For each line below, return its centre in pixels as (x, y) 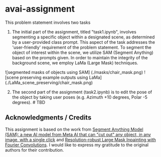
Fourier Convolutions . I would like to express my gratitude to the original (77, 145)
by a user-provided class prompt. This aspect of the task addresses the (83, 42)
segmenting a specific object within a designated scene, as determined (83, 37)
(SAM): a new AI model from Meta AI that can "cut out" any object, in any (78, 134)
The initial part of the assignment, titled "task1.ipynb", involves (74, 32)
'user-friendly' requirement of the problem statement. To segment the (82, 47)
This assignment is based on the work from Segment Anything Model (74, 129)
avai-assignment (40, 9)
